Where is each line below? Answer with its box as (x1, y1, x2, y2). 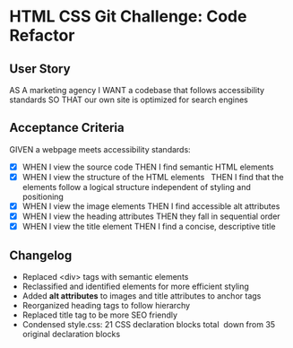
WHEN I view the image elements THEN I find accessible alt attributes (22, 200, 280, 212)
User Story (9, 61, 71, 76)
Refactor (9, 25, 75, 46)
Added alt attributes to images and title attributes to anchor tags (22, 290, 262, 301)
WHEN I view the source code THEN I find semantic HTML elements (22, 161, 274, 172)
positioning (22, 191, 65, 202)
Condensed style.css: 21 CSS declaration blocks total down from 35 (22, 318, 276, 329)
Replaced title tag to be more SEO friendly (22, 309, 177, 320)
